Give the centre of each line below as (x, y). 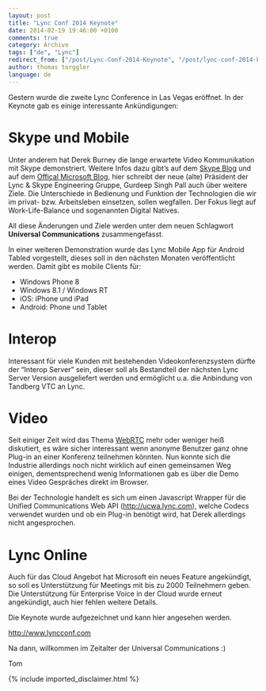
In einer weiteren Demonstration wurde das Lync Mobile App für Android (126, 249)
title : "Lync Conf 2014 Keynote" (63, 23)
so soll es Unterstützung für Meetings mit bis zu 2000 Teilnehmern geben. (129, 585)
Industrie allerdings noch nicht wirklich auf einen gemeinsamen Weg (120, 466)
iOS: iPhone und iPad (54, 298)
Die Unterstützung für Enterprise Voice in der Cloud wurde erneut (115, 594)
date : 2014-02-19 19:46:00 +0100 (63, 30)
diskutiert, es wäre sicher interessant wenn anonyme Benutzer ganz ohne (128, 448)
